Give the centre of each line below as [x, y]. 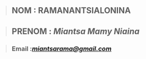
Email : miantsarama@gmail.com [61, 49]
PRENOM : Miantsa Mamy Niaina [75, 31]
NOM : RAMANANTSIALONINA [71, 11]
